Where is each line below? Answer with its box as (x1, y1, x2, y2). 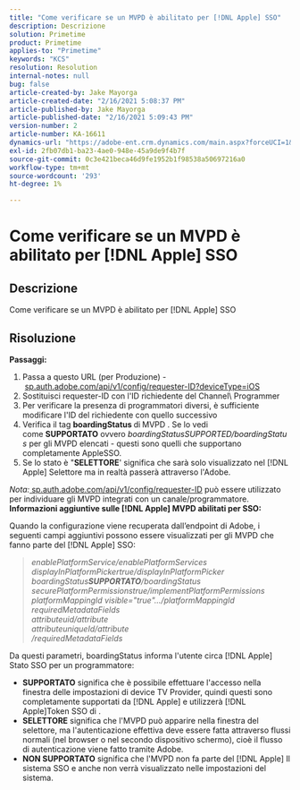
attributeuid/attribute (30, 614, 109, 624)
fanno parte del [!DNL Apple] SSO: (9, 539, 136, 550)
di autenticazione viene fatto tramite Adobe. (21, 743, 184, 754)
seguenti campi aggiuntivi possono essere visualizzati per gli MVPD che (9, 529, 274, 540)
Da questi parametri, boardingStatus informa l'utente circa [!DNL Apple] (9, 650, 273, 661)
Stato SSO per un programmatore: (9, 659, 135, 670)
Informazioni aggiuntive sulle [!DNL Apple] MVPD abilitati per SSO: (9, 502, 262, 513)
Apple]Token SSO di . (21, 705, 101, 717)
